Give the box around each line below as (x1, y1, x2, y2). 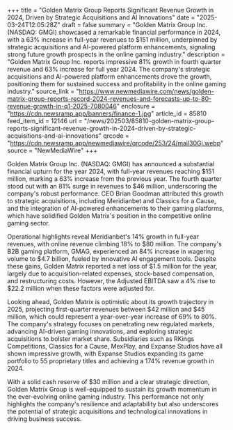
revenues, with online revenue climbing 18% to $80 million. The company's (7, 240, 223, 248)
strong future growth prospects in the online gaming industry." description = (7, 50, 225, 58)
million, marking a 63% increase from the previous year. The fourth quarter (7, 175, 222, 183)
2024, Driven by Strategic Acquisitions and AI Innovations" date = (7, 13, 195, 22)
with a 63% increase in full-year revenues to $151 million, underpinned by (7, 35, 218, 44)
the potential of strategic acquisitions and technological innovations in (7, 407, 208, 415)
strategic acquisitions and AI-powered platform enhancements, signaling (7, 43, 216, 51)
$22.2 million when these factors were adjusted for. (7, 285, 155, 292)
